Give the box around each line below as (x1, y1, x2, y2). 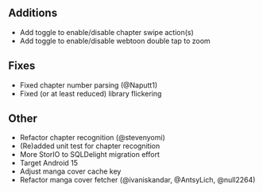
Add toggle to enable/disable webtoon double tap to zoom (19, 36, 211, 45)
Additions (8, 6, 58, 20)
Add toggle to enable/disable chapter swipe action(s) (19, 27, 195, 37)
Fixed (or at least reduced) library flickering (19, 88, 162, 98)
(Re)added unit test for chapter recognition (19, 141, 161, 151)
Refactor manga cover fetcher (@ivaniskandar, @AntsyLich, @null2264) (19, 175, 256, 185)
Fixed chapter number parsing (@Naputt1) (19, 80, 157, 90)
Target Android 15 (19, 159, 78, 168)
